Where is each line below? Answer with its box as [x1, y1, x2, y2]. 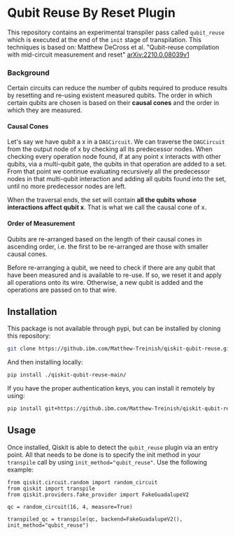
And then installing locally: [7, 358, 83, 367]
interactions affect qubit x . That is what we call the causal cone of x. [7, 203, 207, 211]
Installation [7, 306, 57, 318]
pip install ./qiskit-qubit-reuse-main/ [7, 372, 127, 379]
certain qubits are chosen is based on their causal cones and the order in [7, 99, 219, 107]
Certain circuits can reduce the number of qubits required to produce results [7, 84, 228, 92]
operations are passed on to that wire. [7, 285, 117, 294]
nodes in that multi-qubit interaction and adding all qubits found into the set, [7, 175, 227, 183]
